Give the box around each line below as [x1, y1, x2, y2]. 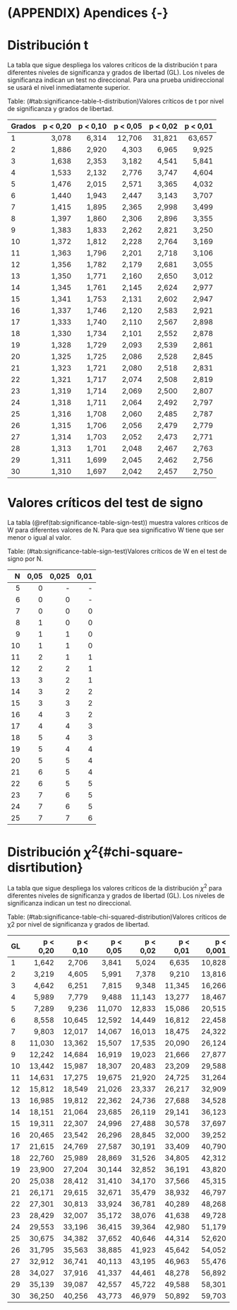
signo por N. [7, 555, 44, 563]
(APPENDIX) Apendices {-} [7, 5, 169, 21]
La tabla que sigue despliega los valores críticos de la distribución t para [7, 61, 217, 69]
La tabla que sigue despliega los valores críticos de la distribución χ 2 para [7, 883, 222, 892]
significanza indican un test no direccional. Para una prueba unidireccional [7, 76, 224, 84]
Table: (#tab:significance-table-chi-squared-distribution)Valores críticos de [7, 912, 227, 921]
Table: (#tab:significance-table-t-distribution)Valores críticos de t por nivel [7, 97, 224, 105]
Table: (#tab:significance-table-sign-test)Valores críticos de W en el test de [7, 547, 227, 556]
